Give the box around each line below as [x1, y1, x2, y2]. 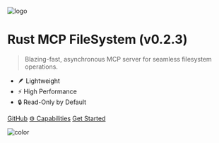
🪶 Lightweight [17, 76, 60, 85]
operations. [24, 62, 59, 71]
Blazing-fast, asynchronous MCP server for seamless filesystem [24, 55, 212, 63]
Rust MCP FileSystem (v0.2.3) [7, 32, 188, 47]
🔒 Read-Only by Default [17, 98, 87, 106]
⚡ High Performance [17, 87, 78, 96]
